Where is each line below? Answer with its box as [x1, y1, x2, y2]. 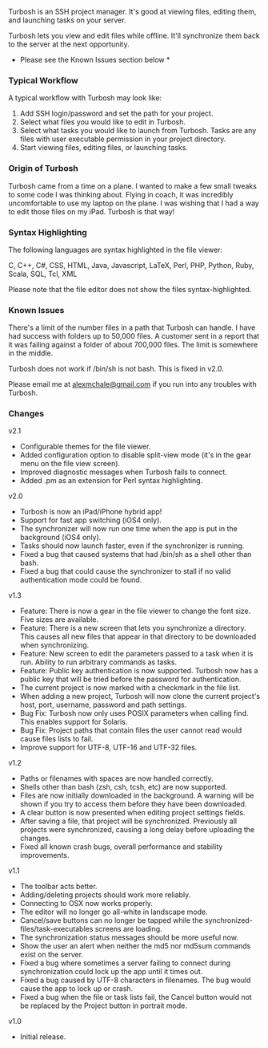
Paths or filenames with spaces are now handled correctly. [19, 774, 214, 783]
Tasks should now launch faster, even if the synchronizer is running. [19, 541, 245, 550]
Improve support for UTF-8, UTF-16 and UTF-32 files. [19, 742, 198, 753]
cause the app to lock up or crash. [19, 984, 134, 993]
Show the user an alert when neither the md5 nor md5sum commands [19, 941, 251, 951]
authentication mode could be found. [19, 575, 142, 585]
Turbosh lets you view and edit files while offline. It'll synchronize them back [8, 31, 260, 40]
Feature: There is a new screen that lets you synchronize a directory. [19, 624, 246, 633]
